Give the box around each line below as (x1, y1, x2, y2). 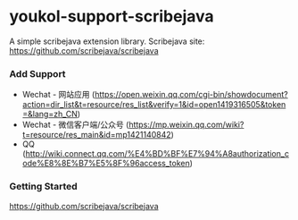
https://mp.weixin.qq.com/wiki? (128, 119, 244, 131)
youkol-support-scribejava (9, 6, 214, 27)
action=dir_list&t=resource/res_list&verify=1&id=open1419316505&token (21, 99, 286, 110)
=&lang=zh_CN (21, 109, 79, 120)
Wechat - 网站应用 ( (21, 89, 95, 100)
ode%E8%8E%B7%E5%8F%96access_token (21, 158, 190, 169)
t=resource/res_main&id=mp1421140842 (21, 130, 171, 140)
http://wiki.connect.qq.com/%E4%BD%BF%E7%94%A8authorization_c (25, 148, 290, 159)
